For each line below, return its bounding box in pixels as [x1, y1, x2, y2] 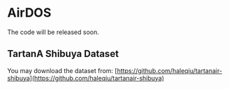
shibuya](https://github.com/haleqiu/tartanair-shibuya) [7, 74, 165, 82]
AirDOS [7, 5, 52, 21]
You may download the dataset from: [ [7, 66, 117, 74]
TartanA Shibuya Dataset [7, 48, 119, 60]
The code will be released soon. [7, 28, 100, 36]
